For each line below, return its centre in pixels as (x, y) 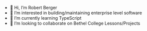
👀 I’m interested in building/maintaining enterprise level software (76, 13)
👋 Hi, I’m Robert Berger (33, 8)
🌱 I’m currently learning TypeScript (46, 18)
